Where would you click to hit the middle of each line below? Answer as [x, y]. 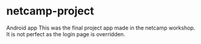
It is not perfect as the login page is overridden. [66, 34]
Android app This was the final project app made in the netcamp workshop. [101, 28]
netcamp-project [50, 11]
